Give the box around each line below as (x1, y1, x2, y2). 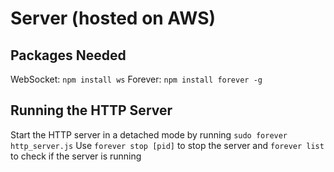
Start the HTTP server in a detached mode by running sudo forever (10, 128, 288, 141)
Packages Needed (10, 47, 127, 64)
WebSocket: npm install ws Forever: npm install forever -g (10, 73, 263, 85)
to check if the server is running (10, 150, 142, 162)
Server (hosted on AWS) (10, 7, 217, 30)
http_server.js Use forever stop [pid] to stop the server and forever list (10, 139, 325, 151)
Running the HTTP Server (10, 102, 173, 119)
